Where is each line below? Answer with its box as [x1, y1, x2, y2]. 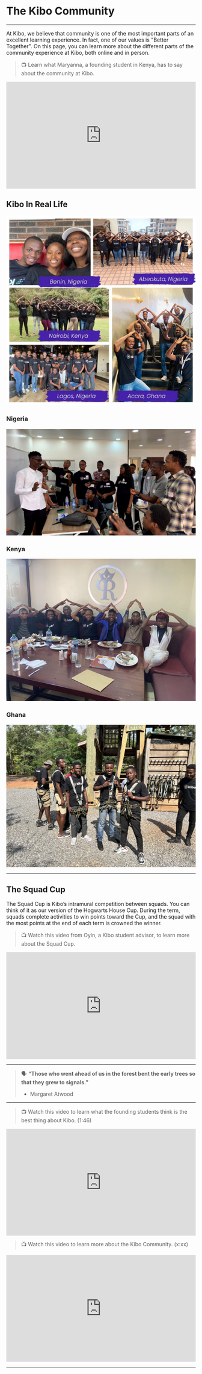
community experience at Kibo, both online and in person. [6, 49, 150, 56]
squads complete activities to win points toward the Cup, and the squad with [6, 913, 196, 920]
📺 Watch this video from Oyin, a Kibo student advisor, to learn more [20, 932, 190, 939]
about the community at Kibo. [20, 69, 95, 77]
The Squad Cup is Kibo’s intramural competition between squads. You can [6, 901, 190, 908]
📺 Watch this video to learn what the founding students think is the [20, 1108, 188, 1115]
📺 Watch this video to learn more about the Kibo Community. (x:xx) [20, 1241, 188, 1248]
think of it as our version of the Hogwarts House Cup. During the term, [6, 907, 180, 914]
